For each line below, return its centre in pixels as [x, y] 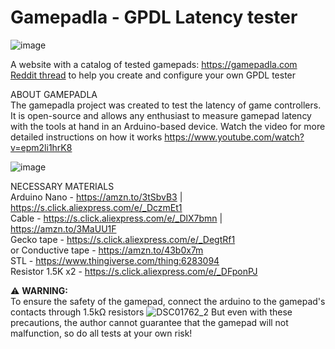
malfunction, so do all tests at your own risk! [101, 333]
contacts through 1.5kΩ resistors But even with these [151, 312]
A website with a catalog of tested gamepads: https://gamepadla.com [154, 64]
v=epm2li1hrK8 [41, 147]
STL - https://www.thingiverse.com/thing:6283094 [115, 260]
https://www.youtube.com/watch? [234, 137]
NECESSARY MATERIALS [62, 186]
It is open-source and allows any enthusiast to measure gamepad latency [161, 115]
